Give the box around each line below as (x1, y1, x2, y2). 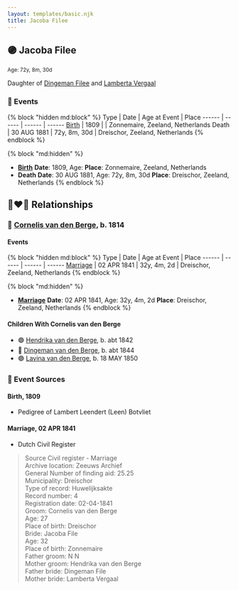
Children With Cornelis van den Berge (7, 319, 121, 328)
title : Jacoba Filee (7, 17, 69, 24)
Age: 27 (24, 514, 48, 523)
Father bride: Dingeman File (24, 567, 107, 575)
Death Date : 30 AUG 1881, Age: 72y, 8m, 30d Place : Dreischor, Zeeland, (17, 170, 229, 179)
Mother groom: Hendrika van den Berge (24, 559, 142, 568)
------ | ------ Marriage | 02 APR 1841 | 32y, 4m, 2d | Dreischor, (24, 261, 211, 270)
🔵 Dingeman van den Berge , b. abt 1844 (17, 346, 135, 355)
